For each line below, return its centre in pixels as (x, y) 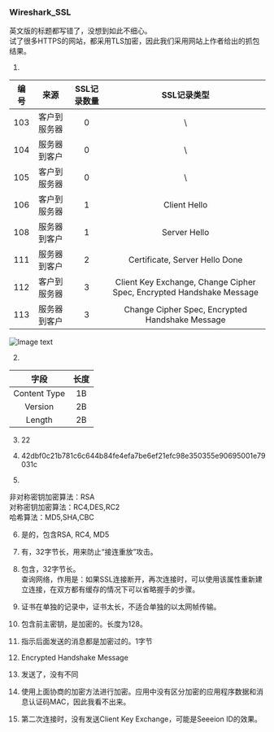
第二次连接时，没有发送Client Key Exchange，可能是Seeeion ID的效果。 (141, 719)
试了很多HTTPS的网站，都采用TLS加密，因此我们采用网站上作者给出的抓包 (135, 41)
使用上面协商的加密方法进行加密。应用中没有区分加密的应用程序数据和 (139, 692)
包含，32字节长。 (50, 569)
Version (39, 407)
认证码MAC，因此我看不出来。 (79, 702)
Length (39, 420)
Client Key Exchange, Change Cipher (185, 282)
